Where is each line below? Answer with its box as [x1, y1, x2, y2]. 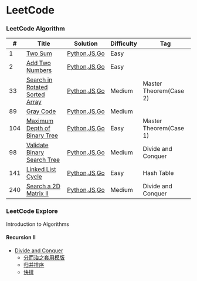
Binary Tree [26, 131, 59, 140]
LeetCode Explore [6, 207, 59, 215]
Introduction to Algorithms [6, 221, 69, 228]
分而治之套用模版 [23, 253, 65, 261]
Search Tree [26, 156, 60, 164]
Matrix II [26, 189, 49, 198]
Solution [74, 39, 98, 48]
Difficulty [110, 39, 138, 48]
